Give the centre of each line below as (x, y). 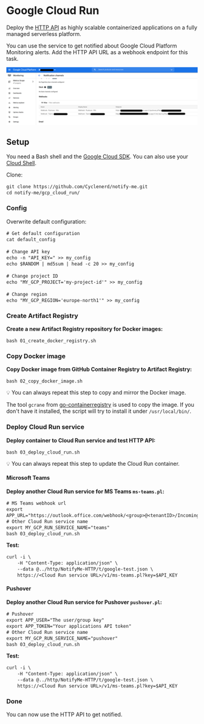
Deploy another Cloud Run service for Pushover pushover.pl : (84, 602)
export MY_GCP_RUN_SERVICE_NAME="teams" (58, 527)
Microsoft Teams (28, 478)
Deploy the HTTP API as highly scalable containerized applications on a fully (102, 27)
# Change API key (28, 251)
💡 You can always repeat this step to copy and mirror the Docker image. (96, 393)
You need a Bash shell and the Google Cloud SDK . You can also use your (97, 156)
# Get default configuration (43, 233)
